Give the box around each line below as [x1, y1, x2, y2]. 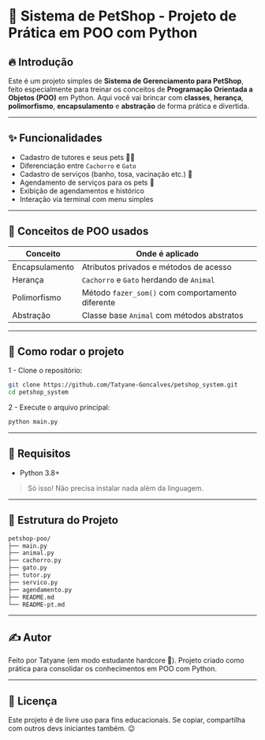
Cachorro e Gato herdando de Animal [81, 274, 215, 285]
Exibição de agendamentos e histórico [19, 185, 144, 196]
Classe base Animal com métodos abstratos [81, 309, 244, 320]
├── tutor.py [8, 571, 51, 579]
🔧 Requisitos [8, 447, 71, 461]
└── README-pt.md [8, 600, 65, 608]
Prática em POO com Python [8, 24, 198, 42]
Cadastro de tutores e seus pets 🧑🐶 [19, 152, 136, 162]
